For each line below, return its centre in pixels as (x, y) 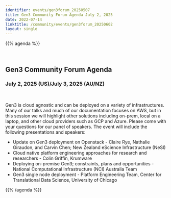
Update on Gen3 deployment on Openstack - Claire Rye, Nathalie (81, 142)
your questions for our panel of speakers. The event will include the (76, 127)
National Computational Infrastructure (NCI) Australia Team (75, 169)
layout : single (21, 29)
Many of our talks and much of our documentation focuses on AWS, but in (83, 110)
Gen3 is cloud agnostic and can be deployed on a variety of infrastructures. (85, 105)
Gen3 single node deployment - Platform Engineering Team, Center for (87, 175)
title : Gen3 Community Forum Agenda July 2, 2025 (59, 15)
